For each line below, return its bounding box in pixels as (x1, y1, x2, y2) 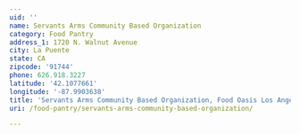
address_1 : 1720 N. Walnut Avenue (9, 37, 138, 47)
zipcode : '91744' (9, 63, 74, 72)
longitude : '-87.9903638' (9, 87, 105, 96)
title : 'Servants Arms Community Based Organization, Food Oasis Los (9, 95, 274, 105)
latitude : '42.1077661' (9, 79, 98, 88)
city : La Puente (9, 46, 70, 55)
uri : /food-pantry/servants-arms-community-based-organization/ (9, 104, 254, 113)
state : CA (9, 54, 46, 63)
